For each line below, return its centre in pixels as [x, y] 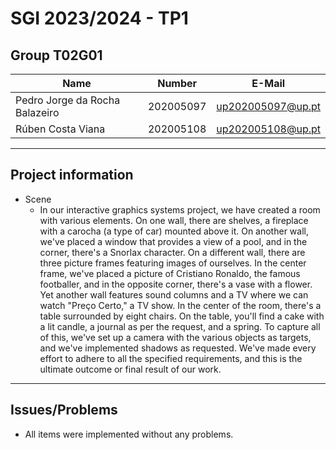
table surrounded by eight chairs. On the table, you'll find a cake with [182, 316]
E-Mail [268, 83]
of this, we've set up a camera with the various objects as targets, [175, 337]
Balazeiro [37, 112]
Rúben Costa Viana [60, 129]
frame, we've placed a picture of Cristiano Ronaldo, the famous [170, 273]
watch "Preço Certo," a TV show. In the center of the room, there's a [180, 305]
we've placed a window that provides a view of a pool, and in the [173, 241]
